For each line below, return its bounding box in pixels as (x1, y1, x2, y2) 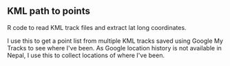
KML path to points (7, 5, 91, 17)
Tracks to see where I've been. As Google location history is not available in (7, 44, 222, 52)
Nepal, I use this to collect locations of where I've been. (7, 51, 165, 59)
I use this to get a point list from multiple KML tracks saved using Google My (7, 37, 224, 45)
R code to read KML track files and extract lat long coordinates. (7, 23, 187, 31)
